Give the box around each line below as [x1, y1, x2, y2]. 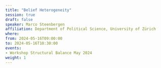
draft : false [5, 17, 33, 22]
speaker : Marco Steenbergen [5, 21, 65, 27]
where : [5, 31, 19, 36]
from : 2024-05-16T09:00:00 [5, 36, 63, 41]
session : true [5, 12, 36, 17]
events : [5, 46, 22, 51]
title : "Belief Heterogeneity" [5, 7, 72, 13]
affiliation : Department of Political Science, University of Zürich [5, 27, 156, 32]
